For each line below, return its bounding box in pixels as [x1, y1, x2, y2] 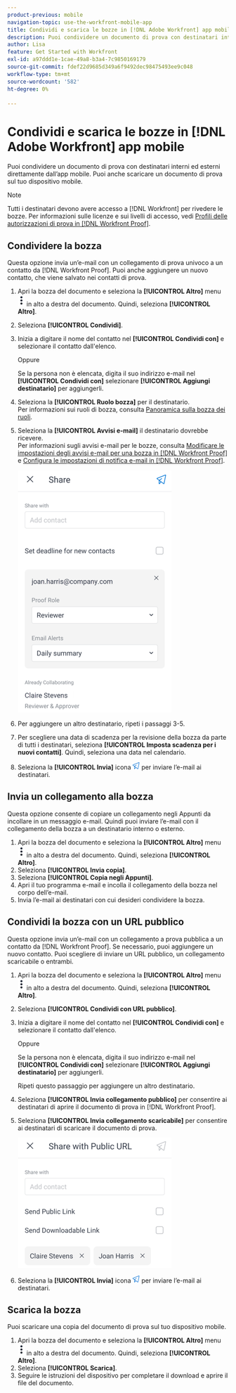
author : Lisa [7, 41, 46, 49]
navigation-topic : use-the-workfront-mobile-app [7, 18, 152, 26]
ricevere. [17, 434, 44, 442]
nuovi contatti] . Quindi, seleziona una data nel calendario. [17, 748, 186, 756]
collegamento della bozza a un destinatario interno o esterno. [7, 824, 185, 833]
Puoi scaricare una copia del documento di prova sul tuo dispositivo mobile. [7, 1323, 227, 1331]
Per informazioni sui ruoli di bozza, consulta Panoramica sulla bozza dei [17, 405, 226, 413]
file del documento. [17, 1379, 74, 1387]
